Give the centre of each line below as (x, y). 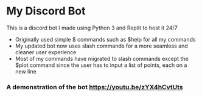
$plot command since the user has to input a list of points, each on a (101, 65)
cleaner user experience (46, 52)
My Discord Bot (46, 11)
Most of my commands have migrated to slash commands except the (102, 58)
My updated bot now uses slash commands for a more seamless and (102, 46)
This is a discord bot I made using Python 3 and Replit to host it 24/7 (92, 28)
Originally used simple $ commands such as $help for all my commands (105, 39)
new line (26, 71)
